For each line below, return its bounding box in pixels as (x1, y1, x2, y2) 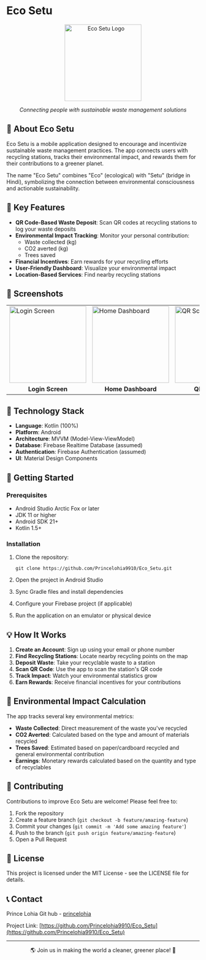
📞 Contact (6, 894, 43, 904)
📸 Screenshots (6, 288, 64, 299)
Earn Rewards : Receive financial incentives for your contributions (15, 678, 181, 686)
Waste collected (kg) (24, 238, 77, 245)
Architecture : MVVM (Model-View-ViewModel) (15, 435, 135, 442)
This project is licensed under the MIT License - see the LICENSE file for (6, 869, 189, 877)
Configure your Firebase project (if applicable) (15, 600, 133, 607)
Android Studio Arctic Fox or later (15, 504, 100, 512)
